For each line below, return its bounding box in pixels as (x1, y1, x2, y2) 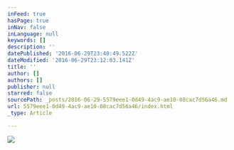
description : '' (7, 43, 55, 50)
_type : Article (7, 109, 53, 117)
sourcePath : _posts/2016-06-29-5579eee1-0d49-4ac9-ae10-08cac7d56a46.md (7, 97, 228, 104)
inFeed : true (7, 10, 46, 18)
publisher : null (7, 83, 55, 90)
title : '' (7, 63, 37, 70)
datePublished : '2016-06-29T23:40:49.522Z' (7, 50, 139, 58)
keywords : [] (7, 37, 46, 44)
